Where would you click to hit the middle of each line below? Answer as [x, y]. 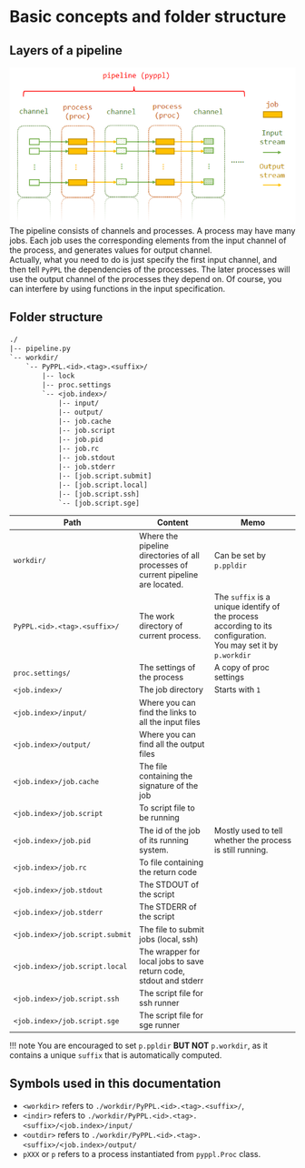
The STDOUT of [169, 885]
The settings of [167, 668]
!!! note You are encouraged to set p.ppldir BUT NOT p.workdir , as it [138, 1045]
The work [157, 616]
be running [159, 818]
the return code [168, 871]
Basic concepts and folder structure [148, 17]
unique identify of [247, 606]
